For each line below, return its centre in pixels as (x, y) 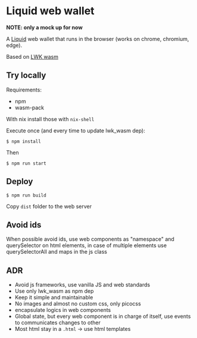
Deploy (20, 181)
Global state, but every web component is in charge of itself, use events (103, 317)
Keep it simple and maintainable (54, 298)
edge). (14, 45)
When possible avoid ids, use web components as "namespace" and (90, 239)
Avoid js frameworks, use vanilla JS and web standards (82, 285)
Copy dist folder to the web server (49, 206)
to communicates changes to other (58, 323)
